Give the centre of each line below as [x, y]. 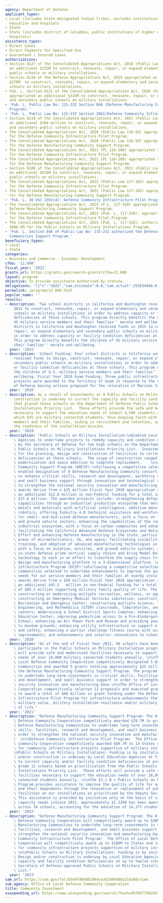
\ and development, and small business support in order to [76, 680]
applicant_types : [23, 14]
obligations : [18, 286]
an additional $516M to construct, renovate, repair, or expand [76, 173]
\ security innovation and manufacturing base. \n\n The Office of [81, 685]
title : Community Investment [34, 888]
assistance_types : [24, 41]
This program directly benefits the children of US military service [86, 340]
